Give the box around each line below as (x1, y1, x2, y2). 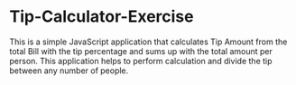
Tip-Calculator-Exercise (9, 6, 194, 27)
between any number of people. (9, 65, 129, 76)
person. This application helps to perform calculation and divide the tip (9, 55, 273, 66)
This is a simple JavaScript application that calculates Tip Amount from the (9, 36, 288, 47)
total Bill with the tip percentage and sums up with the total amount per (9, 45, 273, 56)
